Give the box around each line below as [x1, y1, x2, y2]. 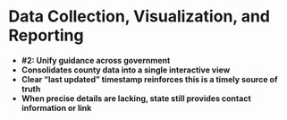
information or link [21, 102, 92, 113]
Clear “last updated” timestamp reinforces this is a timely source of [21, 73, 278, 84]
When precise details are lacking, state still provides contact [21, 92, 251, 104]
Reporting [8, 25, 84, 46]
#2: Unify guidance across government [21, 55, 171, 65]
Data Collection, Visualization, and [8, 6, 270, 27]
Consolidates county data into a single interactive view [21, 64, 231, 75]
